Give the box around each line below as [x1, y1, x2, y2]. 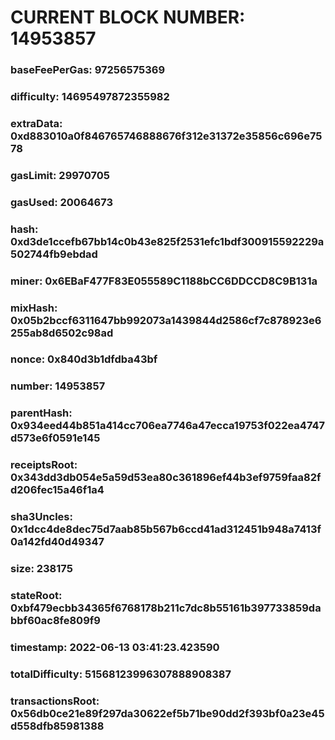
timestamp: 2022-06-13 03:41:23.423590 [10, 640, 220, 654]
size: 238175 [10, 562, 73, 576]
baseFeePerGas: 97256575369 [10, 63, 166, 77]
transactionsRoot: [10, 694, 100, 708]
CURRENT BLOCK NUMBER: [10, 6, 246, 29]
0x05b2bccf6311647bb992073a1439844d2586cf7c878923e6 [10, 313, 322, 327]
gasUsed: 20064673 [10, 195, 114, 209]
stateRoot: [10, 589, 63, 603]
